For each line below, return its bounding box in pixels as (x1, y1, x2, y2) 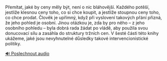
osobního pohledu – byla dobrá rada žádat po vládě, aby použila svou (5, 25, 148, 31)
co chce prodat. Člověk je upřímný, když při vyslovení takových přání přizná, (5, 15, 162, 20)
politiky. (5, 41, 21, 46)
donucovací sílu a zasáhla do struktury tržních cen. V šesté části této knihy (5, 30, 159, 36)
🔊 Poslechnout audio (5, 51, 50, 56)
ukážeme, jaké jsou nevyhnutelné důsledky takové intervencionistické (5, 35, 149, 41)
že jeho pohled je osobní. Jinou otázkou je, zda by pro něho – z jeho (5, 20, 145, 26)
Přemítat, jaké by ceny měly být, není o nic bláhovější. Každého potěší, (5, 4, 150, 10)
